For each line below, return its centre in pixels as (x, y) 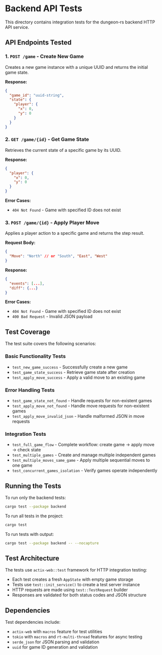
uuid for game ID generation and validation (55, 647)
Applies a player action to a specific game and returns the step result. (75, 233)
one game (22, 465)
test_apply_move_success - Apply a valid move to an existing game (79, 377)
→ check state (27, 450)
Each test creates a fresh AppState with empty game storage (73, 579)
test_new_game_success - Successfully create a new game (70, 367)
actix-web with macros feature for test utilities (57, 632)
